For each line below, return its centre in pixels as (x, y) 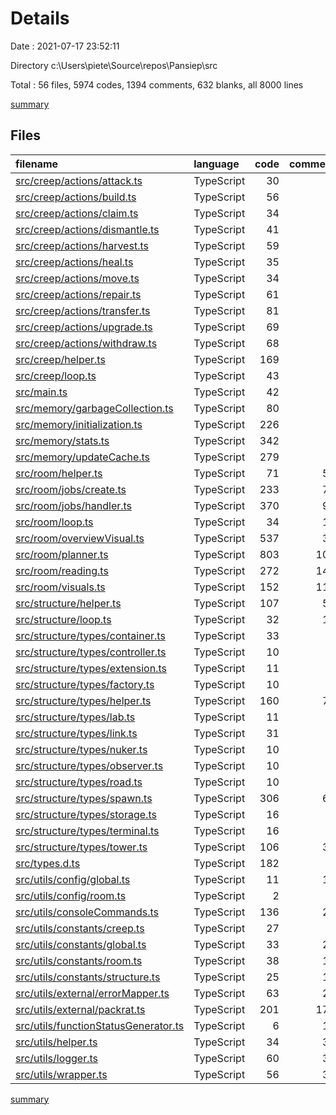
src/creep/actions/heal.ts (74, 262)
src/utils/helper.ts (56, 1042)
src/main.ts (41, 392)
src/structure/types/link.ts (76, 733)
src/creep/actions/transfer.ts (83, 310)
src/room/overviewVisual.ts (80, 538)
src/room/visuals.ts (60, 587)
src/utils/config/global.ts (73, 879)
